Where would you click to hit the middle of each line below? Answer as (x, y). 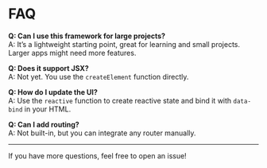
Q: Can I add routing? (44, 124)
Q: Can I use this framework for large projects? (87, 36)
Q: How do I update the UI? (53, 92)
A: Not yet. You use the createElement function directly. (99, 76)
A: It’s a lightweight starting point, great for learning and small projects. (124, 44)
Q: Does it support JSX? (48, 68)
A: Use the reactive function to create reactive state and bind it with (120, 100)
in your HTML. (48, 109)
